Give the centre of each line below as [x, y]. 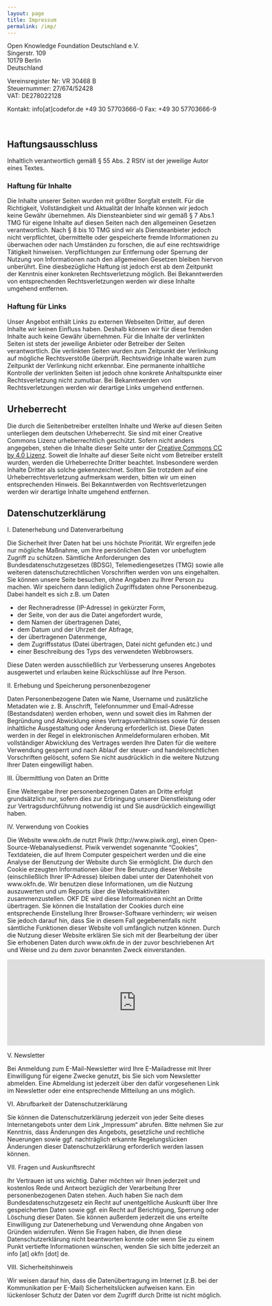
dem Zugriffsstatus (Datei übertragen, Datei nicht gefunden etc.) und [114, 644]
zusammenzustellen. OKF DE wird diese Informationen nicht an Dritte [105, 899]
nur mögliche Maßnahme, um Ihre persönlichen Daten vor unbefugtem [107, 550]
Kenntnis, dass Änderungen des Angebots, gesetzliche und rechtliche [106, 1132]
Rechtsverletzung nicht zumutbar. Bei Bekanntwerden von [89, 380]
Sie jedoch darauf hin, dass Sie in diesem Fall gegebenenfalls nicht [102, 921]
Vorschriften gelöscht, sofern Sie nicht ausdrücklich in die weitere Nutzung [113, 758]
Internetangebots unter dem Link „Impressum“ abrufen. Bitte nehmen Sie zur [115, 1125]
